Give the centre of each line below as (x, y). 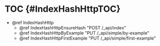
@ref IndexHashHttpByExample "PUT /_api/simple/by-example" (84, 33)
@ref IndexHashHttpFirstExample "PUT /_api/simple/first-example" (88, 38)
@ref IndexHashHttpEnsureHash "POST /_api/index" (73, 27)
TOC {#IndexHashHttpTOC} (63, 9)
